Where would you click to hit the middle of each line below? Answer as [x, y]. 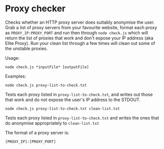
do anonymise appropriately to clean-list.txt [52, 123]
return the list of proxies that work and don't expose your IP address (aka [79, 38]
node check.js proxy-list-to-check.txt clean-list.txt [63, 109]
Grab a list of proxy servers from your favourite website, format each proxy [81, 27]
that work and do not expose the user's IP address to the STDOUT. [73, 100]
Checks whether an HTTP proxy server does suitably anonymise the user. [80, 22]
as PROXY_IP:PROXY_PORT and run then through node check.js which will [77, 33]
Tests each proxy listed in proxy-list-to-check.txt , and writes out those [79, 94]
